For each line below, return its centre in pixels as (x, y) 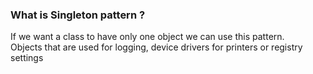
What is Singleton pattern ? (78, 15)
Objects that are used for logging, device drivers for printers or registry (156, 47)
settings (27, 58)
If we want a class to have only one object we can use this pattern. (147, 37)
